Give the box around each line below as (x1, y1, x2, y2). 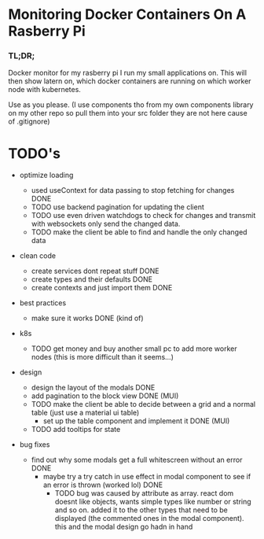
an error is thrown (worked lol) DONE (42, 480, 163, 489)
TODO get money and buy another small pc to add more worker (31, 344, 237, 353)
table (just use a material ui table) (31, 408, 140, 418)
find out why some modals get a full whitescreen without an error (31, 455, 243, 465)
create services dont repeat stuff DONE (31, 266, 159, 276)
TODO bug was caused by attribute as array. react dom (54, 489, 234, 498)
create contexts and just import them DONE (31, 283, 173, 293)
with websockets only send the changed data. (31, 219, 181, 229)
